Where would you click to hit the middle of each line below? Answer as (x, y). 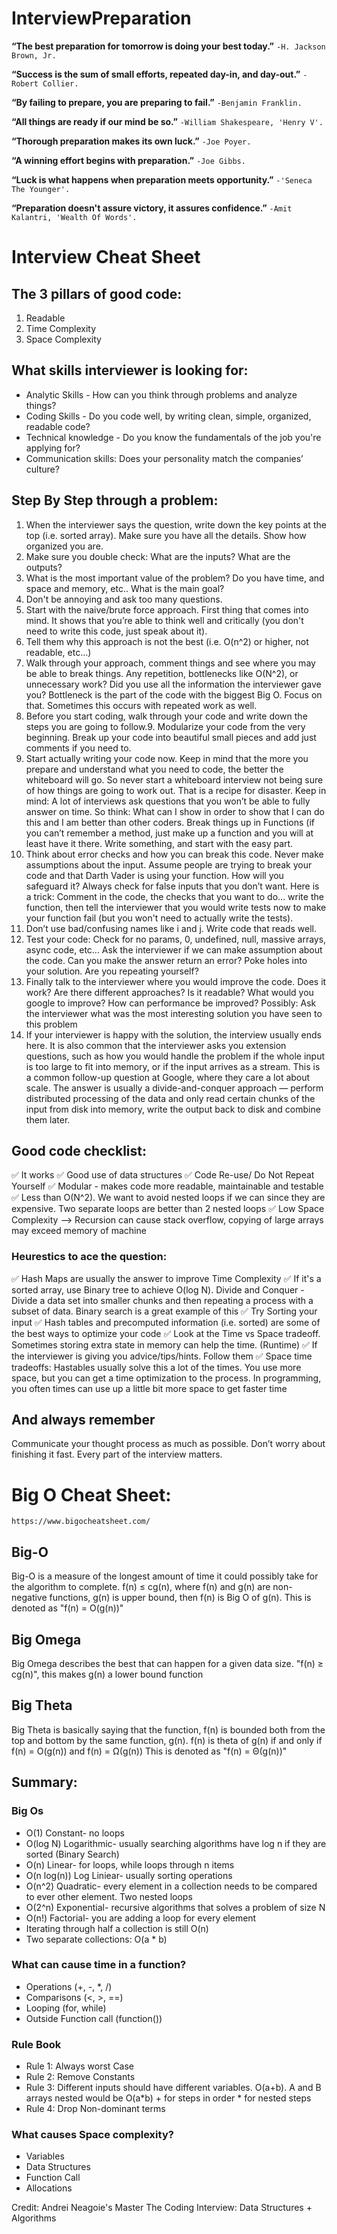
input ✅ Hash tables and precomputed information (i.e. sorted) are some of (166, 1322)
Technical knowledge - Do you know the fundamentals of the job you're (173, 437)
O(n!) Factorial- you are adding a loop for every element (141, 1918)
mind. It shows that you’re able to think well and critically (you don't (164, 620)
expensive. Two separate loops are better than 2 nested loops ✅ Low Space (168, 1209)
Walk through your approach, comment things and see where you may (170, 663)
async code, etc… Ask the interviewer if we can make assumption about (174, 949)
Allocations (49, 2188)
